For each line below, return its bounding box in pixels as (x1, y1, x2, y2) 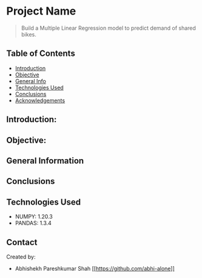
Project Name (6, 4, 76, 18)
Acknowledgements (15, 97, 66, 104)
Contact (6, 237, 38, 247)
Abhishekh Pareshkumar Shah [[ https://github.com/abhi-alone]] (15, 265, 175, 272)
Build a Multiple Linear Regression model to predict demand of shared (21, 24, 196, 32)
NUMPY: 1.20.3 (15, 213, 53, 220)
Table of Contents (6, 49, 76, 59)
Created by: (6, 253, 36, 260)
